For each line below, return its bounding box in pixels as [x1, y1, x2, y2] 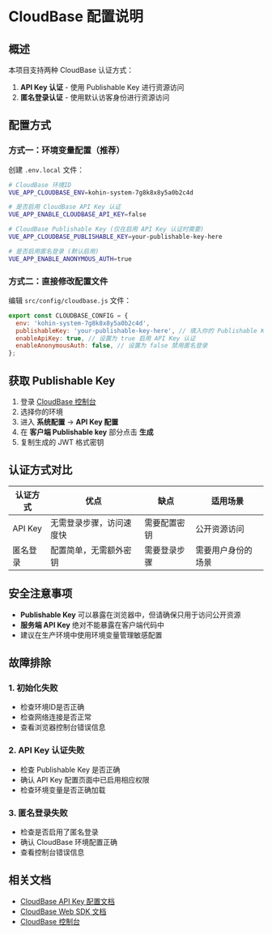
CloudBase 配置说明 [8, 7, 144, 26]
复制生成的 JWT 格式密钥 [19, 437, 104, 447]
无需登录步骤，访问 [50, 517, 124, 528]
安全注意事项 [8, 586, 73, 600]
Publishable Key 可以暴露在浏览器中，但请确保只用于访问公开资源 [19, 609, 241, 620]
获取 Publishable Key [8, 373, 116, 387]
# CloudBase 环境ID [8, 181, 72, 189]
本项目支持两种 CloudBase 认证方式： [8, 66, 134, 75]
